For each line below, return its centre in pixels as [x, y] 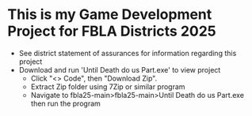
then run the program [65, 103]
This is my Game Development [110, 15]
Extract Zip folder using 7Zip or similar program [108, 86]
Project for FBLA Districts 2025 [112, 31]
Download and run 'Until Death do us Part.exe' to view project [120, 69]
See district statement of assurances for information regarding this [128, 53]
